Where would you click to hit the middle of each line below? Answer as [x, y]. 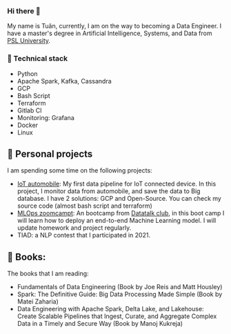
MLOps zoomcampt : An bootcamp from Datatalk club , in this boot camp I [121, 213]
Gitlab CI [29, 110]
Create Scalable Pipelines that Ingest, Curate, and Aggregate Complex [117, 316]
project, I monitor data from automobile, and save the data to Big [109, 191]
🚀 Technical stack [37, 59]
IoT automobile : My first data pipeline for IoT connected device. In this [117, 184]
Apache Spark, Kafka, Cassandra [64, 81]
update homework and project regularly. [74, 228]
